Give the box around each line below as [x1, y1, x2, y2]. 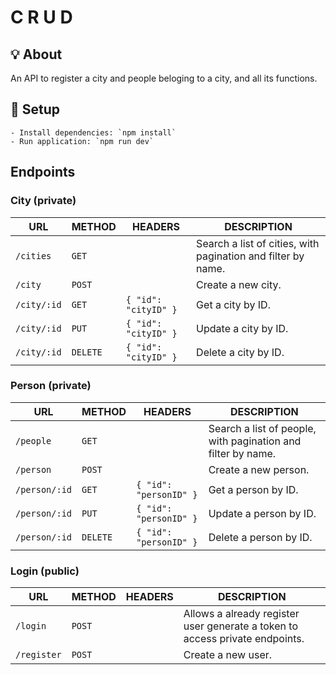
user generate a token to [183, 619, 298, 633]
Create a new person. [208, 462, 310, 476]
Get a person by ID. [208, 482, 299, 496]
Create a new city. [196, 277, 282, 291]
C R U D [10, 6, 73, 29]
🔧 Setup [10, 101, 61, 118]
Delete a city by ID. [196, 345, 285, 359]
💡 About [10, 46, 63, 63]
